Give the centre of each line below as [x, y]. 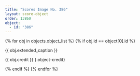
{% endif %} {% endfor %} [32, 69]
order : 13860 [18, 18]
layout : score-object [27, 14]
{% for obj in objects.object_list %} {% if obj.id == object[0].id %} [70, 41]
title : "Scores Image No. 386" [36, 9]
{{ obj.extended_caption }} [31, 51]
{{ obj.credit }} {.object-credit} [35, 60]
